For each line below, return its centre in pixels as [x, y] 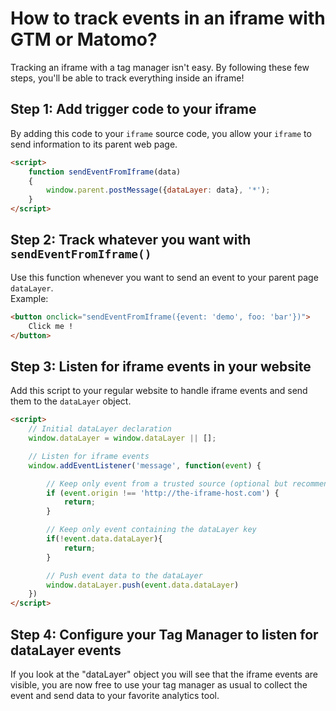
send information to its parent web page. [94, 144]
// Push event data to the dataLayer [124, 575]
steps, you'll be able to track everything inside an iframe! [127, 78]
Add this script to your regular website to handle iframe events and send [159, 391]
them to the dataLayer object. [71, 401]
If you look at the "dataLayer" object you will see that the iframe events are [164, 674]
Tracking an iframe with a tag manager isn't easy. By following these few [160, 67]
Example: [29, 298]
